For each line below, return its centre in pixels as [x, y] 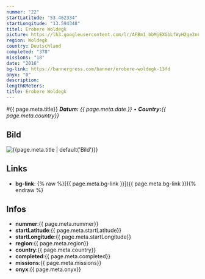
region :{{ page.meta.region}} [52, 244]
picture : [17, 35]
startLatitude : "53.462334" [42, 18]
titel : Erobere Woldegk [37, 29]
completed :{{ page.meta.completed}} [63, 256]
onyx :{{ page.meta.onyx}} [48, 269]
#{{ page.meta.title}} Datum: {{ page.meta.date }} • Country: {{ [86, 109]
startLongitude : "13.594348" [43, 23]
